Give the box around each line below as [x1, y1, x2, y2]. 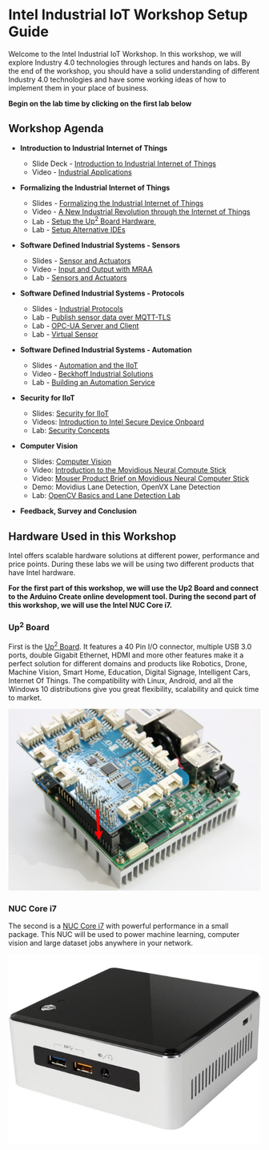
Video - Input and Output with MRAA [31, 264, 153, 274]
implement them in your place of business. [8, 82, 149, 93]
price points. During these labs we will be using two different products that [8, 559, 255, 569]
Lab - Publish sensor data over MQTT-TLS [31, 312, 171, 322]
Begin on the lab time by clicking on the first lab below [8, 99, 192, 108]
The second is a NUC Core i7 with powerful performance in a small [8, 921, 229, 931]
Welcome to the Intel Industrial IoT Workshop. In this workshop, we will [8, 49, 242, 58]
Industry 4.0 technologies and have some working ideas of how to [8, 74, 227, 84]
